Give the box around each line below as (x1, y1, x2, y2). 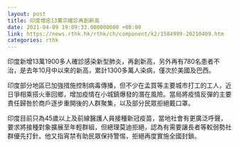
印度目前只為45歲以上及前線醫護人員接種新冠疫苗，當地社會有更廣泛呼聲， (7, 114, 228, 123)
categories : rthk (7, 37, 59, 44)
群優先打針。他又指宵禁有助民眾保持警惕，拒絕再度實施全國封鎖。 (7, 132, 201, 141)
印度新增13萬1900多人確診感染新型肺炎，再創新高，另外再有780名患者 (7, 58, 214, 66)
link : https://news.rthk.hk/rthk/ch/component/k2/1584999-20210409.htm (7, 30, 224, 38)
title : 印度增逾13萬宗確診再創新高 (7, 17, 100, 24)
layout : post (7, 10, 46, 18)
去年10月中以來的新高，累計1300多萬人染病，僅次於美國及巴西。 (26, 66, 216, 75)
